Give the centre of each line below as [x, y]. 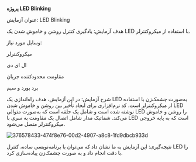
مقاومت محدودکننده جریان [35, 76]
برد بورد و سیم [23, 88]
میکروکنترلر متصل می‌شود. [36, 124]
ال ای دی [17, 65]
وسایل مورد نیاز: [25, 42]
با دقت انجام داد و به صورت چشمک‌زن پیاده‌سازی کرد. [65, 153]
